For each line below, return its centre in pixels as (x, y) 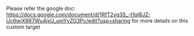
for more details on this (160, 21)
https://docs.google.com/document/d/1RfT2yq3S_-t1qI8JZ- (78, 15)
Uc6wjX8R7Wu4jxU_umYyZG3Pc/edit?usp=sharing (68, 21)
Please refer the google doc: (41, 8)
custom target (23, 27)
